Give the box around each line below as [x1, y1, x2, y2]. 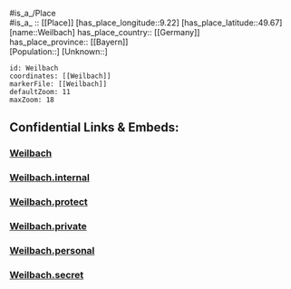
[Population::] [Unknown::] [9, 46, 109, 57]
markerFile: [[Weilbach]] [9, 80, 107, 89]
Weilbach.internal [9, 171, 91, 184]
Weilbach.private [9, 220, 88, 233]
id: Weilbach [9, 63, 59, 72]
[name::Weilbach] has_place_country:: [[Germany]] [9, 27, 200, 37]
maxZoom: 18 [9, 95, 54, 104]
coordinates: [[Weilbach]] [9, 72, 112, 81]
